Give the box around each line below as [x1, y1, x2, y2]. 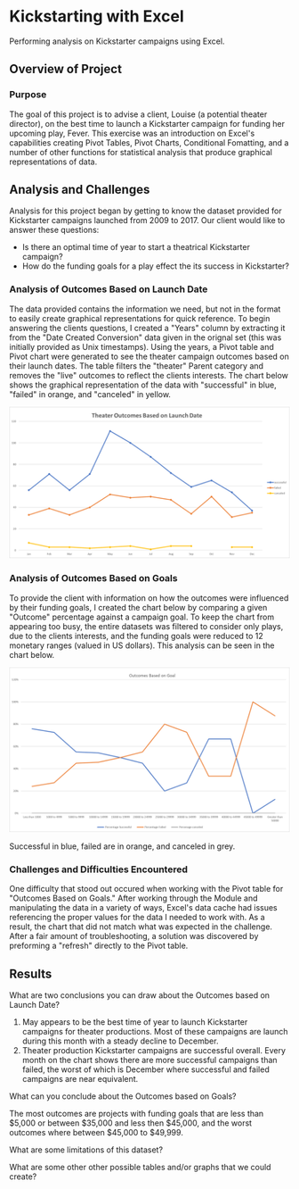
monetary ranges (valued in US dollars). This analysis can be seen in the [9, 640, 275, 651]
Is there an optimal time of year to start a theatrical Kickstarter [21, 242, 251, 253]
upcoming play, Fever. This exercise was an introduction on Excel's [9, 128, 255, 138]
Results [9, 966, 53, 981]
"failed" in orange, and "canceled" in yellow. [9, 388, 172, 399]
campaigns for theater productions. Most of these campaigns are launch [21, 1027, 288, 1037]
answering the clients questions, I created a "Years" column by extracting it [9, 322, 286, 333]
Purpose [9, 88, 47, 101]
